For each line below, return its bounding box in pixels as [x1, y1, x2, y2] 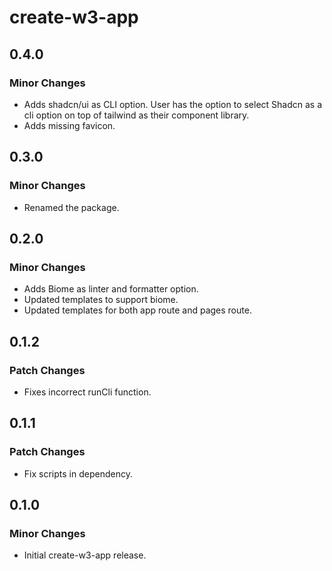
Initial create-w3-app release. [23, 549, 147, 561]
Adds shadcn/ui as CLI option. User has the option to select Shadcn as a [23, 98, 323, 110]
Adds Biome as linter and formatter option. [23, 283, 199, 295]
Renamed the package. [23, 201, 120, 213]
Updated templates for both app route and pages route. [23, 304, 252, 316]
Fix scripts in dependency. [23, 467, 133, 480]
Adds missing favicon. [23, 119, 116, 131]
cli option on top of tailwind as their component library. [23, 109, 250, 121]
